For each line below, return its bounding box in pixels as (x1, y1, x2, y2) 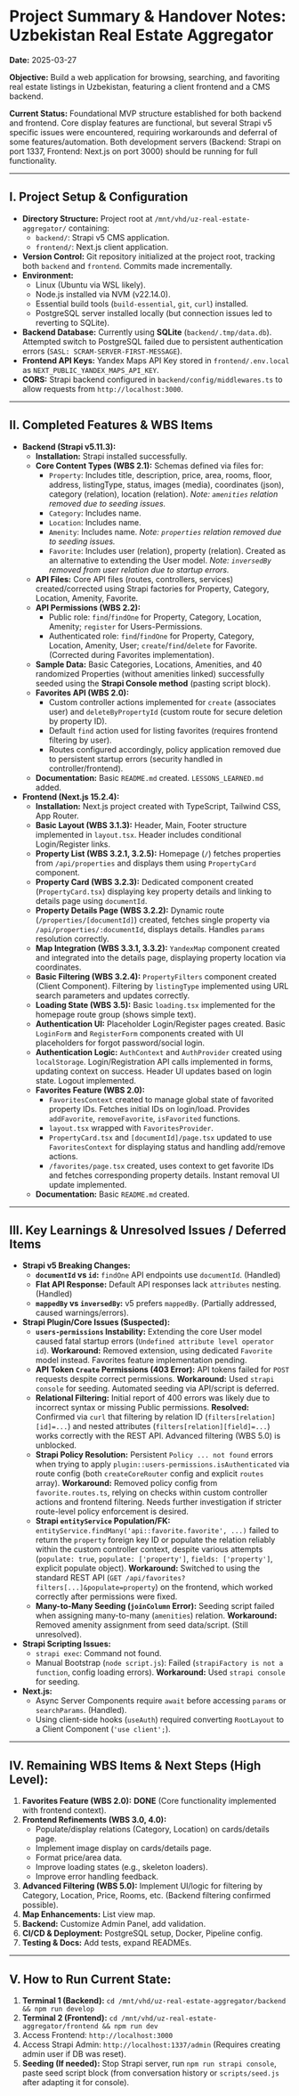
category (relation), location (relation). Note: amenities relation (48, 488, 279, 500)
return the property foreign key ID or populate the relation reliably (35, 1534, 276, 1546)
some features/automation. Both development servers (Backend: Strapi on (9, 136, 282, 147)
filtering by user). (48, 735, 113, 745)
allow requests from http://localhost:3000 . (21, 383, 184, 394)
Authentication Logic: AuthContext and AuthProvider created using (35, 1046, 283, 1057)
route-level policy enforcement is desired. (35, 1507, 190, 1517)
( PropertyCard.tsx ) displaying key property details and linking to (35, 886, 272, 897)
